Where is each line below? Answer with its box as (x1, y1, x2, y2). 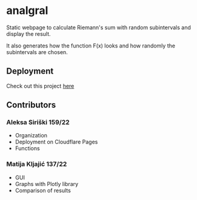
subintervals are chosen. (6, 48, 68, 55)
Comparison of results (15, 187, 71, 194)
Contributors (6, 100, 56, 110)
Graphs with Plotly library (15, 180, 79, 187)
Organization (15, 132, 47, 139)
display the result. (6, 30, 51, 37)
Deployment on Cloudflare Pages (15, 138, 98, 146)
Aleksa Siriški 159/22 (6, 118, 70, 126)
